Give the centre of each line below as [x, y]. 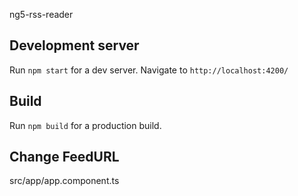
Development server [74, 45]
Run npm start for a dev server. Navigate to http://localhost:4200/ [149, 70]
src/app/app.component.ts [64, 181]
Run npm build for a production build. [85, 125]
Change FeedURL [64, 157]
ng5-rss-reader [41, 14]
